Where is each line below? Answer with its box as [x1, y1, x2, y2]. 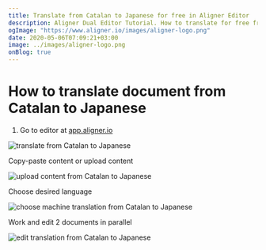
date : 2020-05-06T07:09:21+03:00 [8, 33, 119, 42]
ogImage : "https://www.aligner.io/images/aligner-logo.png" [8, 26, 211, 34]
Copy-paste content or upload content [8, 156, 134, 165]
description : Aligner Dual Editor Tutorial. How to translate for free [8, 19, 249, 27]
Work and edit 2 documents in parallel [8, 217, 132, 226]
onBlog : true [8, 48, 51, 56]
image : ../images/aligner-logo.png [8, 41, 126, 49]
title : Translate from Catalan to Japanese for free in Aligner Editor [8, 11, 249, 20]
